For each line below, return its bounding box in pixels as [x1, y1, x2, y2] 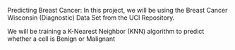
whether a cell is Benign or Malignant [7, 35, 115, 43]
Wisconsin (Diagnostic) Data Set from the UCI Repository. [7, 13, 175, 22]
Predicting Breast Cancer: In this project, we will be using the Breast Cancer [7, 6, 228, 14]
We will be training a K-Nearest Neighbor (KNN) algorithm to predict [7, 27, 205, 35]
